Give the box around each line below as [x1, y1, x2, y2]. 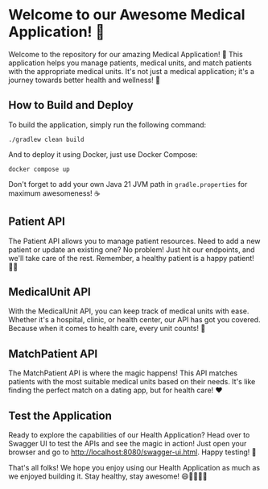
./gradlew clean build [8, 135, 85, 143]
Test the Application [8, 408, 113, 422]
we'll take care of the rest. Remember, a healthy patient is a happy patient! [8, 253, 255, 263]
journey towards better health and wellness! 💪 [8, 75, 161, 85]
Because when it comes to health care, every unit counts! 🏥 [8, 324, 206, 334]
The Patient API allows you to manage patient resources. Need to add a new [8, 236, 261, 246]
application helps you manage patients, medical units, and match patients [8, 58, 252, 68]
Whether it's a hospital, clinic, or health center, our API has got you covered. [8, 315, 261, 325]
